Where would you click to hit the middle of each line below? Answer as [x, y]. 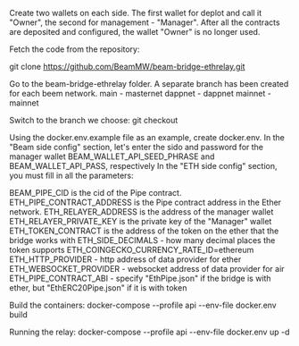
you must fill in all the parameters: [71, 175]
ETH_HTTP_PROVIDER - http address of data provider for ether [125, 259]
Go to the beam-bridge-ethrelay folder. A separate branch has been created [149, 84]
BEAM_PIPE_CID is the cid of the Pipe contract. [96, 193]
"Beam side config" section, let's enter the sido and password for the [137, 147]
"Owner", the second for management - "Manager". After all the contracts [145, 22]
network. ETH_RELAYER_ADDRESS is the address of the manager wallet [141, 212]
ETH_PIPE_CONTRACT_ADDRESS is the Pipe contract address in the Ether [145, 202]
